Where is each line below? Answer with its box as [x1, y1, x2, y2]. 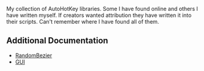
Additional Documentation [6, 36, 108, 46]
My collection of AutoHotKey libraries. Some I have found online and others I [6, 5, 198, 12]
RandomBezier [15, 52, 52, 59]
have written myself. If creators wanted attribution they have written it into [6, 12, 192, 19]
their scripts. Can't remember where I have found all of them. [6, 18, 160, 25]
